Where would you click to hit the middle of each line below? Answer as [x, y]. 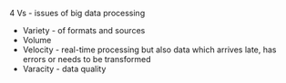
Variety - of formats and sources [84, 30]
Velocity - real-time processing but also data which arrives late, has [149, 50]
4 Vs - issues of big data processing [77, 13]
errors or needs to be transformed [87, 59]
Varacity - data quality [64, 69]
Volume [37, 40]
